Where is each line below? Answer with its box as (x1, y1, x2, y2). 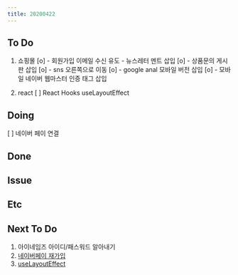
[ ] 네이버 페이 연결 (7, 129, 60, 137)
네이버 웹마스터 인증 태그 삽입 (25, 74, 107, 83)
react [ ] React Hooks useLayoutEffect (17, 88, 130, 97)
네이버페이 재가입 (17, 251, 66, 260)
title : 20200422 (7, 10, 55, 18)
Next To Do (7, 222, 58, 235)
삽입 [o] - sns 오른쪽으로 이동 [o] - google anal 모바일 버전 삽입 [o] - (25, 66, 218, 74)
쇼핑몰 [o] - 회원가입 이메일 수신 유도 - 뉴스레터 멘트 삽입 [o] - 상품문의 (17, 56, 215, 65)
